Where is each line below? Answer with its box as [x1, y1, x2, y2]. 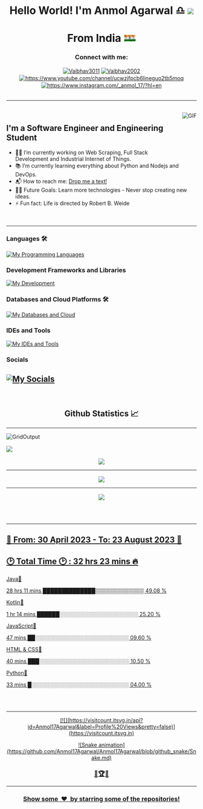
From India [67, 32, 122, 45]
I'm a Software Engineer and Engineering [6, 123, 164, 133]
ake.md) [91, 754, 112, 762]
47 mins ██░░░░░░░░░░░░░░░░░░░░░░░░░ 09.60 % [6, 634, 152, 642]
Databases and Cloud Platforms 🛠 [6, 295, 109, 304]
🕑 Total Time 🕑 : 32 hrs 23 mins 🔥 [6, 556, 138, 566]
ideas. [14, 192, 31, 200]
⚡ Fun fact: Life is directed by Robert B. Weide [14, 200, 130, 207]
